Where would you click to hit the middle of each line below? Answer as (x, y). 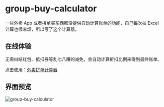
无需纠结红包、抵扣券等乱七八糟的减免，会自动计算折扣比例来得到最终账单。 (83, 59)
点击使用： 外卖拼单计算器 (31, 69)
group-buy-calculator (51, 9)
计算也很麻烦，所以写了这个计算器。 (42, 29)
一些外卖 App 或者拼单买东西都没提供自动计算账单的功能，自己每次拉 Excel (82, 23)
